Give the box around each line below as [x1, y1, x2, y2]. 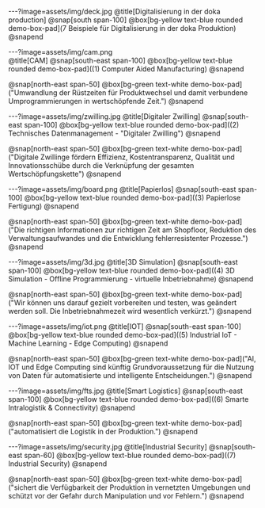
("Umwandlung [8, 88, 58, 97]
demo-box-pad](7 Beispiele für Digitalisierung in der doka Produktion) [8, 24, 237, 32]
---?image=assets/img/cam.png [8, 48, 113, 56]
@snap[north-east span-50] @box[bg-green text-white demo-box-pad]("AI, [8, 354, 256, 363]
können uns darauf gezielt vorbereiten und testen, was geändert [27, 298, 237, 307]
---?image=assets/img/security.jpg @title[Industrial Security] [8, 442, 207, 451]
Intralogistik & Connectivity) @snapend [8, 403, 136, 412]
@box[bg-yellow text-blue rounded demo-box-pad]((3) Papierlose [24, 193, 241, 202]
